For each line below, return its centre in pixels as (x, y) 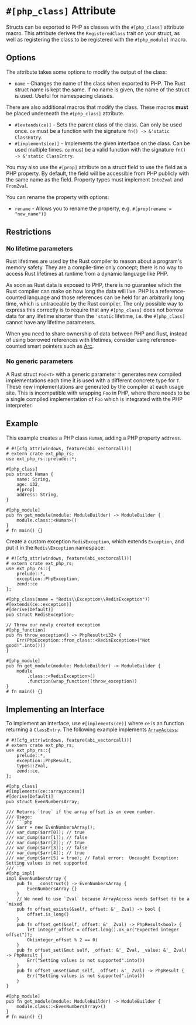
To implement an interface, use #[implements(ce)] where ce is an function (95, 724)
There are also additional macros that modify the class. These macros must (97, 107)
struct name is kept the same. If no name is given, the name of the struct (102, 90)
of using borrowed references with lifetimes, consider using (78, 340)
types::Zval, (32, 766)
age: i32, (29, 484)
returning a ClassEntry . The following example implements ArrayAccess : (92, 729)
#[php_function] (26, 630)
